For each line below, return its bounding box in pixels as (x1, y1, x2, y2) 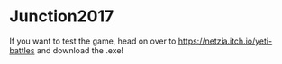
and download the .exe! (36, 44, 124, 55)
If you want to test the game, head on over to (9, 36, 177, 46)
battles (9, 44, 35, 55)
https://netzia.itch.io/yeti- (177, 36, 273, 46)
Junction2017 (9, 6, 114, 27)
